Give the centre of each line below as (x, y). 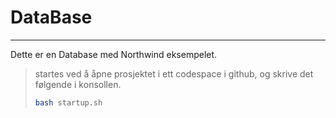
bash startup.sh (68, 102)
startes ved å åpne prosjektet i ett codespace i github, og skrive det (174, 73)
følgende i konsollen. (78, 84)
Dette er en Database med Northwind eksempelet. (114, 54)
